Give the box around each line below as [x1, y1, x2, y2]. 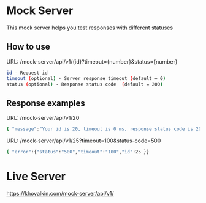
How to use [6, 42, 50, 52]
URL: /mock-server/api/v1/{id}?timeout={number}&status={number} [6, 57, 178, 65]
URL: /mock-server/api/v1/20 [6, 114, 80, 122]
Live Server [6, 169, 66, 183]
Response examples [6, 98, 86, 108]
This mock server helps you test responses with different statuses [6, 24, 174, 31]
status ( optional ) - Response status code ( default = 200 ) [6, 81, 164, 87]
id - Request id [6, 70, 48, 76]
